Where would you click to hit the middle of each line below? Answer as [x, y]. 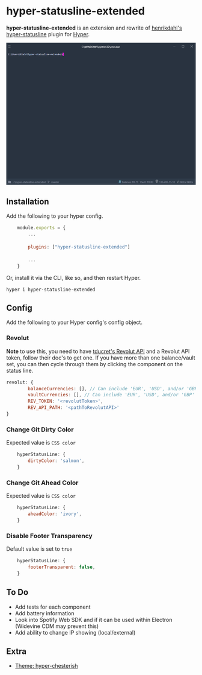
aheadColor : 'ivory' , [55, 514]
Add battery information [44, 613]
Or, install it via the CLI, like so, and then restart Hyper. [74, 277]
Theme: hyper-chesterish [46, 666]
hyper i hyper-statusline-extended [51, 290]
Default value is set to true [39, 549]
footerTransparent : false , [62, 567]
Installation [28, 202]
